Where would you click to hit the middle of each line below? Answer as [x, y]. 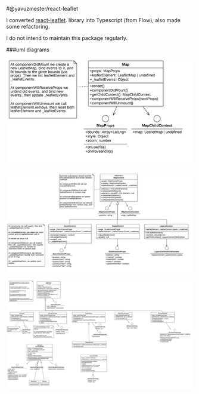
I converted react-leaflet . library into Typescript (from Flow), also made [93, 20]
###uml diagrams [28, 50]
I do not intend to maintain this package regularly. [67, 38]
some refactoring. [28, 27]
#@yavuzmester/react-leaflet [42, 9]
